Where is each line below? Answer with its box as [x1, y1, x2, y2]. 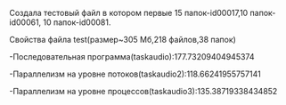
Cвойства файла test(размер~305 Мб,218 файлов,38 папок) [9, 35, 236, 44]
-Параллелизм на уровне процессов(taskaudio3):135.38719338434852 [9, 86, 278, 96]
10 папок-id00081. [43, 17, 111, 28]
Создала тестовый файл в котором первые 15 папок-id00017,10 [9, 8, 249, 18]
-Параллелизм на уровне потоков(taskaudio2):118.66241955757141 [9, 69, 261, 79]
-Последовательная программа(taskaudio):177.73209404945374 [9, 52, 255, 61]
